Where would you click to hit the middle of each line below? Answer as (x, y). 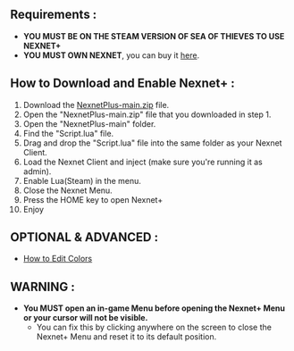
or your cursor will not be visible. (85, 318)
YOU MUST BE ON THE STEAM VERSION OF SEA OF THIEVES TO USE (154, 36)
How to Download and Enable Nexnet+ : (122, 84)
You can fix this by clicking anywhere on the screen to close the (154, 327)
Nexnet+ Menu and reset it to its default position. (126, 337)
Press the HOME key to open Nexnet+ (93, 199)
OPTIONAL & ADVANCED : (84, 237)
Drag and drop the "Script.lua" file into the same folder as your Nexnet (152, 143)
